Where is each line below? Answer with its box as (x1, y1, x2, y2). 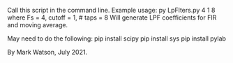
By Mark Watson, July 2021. (7, 48, 88, 56)
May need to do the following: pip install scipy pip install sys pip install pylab (7, 34, 227, 43)
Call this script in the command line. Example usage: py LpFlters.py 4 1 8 (7, 6, 216, 14)
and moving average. (7, 21, 68, 29)
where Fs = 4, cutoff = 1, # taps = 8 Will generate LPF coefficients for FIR (7, 13, 217, 22)
